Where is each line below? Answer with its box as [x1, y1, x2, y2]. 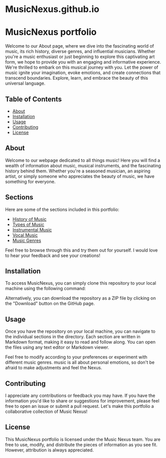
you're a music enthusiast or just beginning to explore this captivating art [5, 54, 155, 60]
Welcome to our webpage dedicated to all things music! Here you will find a [5, 157, 161, 163]
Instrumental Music [12, 226, 52, 233]
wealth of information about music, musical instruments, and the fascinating [5, 162, 161, 168]
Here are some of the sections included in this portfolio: [5, 206, 120, 212]
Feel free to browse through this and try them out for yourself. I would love [5, 247, 158, 253]
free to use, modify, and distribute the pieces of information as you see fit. [5, 441, 158, 447]
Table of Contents [5, 95, 62, 103]
